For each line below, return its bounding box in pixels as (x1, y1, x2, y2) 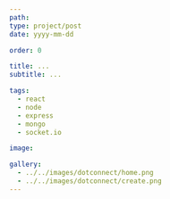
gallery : (9, 160, 42, 170)
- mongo (17, 120, 47, 129)
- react (17, 95, 47, 104)
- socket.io (17, 128, 63, 137)
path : (9, 12, 30, 22)
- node (17, 103, 42, 112)
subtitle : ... (9, 70, 63, 79)
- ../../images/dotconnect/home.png (17, 169, 154, 178)
